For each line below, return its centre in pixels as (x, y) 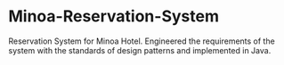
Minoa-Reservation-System (114, 16)
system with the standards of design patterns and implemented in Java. (140, 50)
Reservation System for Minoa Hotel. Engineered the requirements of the (142, 41)
